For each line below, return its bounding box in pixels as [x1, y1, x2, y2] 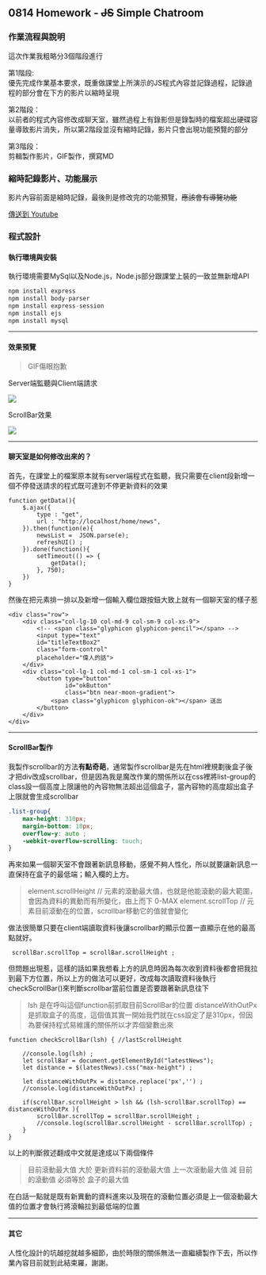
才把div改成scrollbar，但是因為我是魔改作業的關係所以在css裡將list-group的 [8, 772, 256, 782]
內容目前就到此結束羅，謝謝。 [14, 1258, 112, 1267]
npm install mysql [8, 316, 69, 324]
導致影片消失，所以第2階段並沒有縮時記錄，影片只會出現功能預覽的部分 [14, 124, 249, 134]
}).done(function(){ [22, 545, 90, 553]
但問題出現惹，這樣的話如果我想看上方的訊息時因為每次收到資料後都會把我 [8, 963, 251, 974]
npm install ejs [8, 309, 62, 317]
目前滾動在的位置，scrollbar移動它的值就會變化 [34, 906, 188, 916]
